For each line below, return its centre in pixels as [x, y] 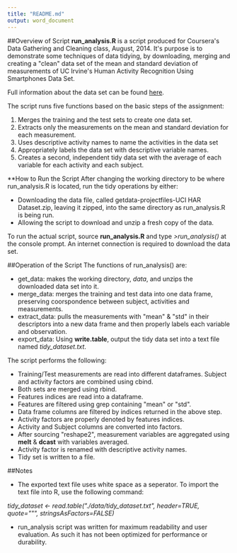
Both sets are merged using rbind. [67, 389]
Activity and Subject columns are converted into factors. [100, 427]
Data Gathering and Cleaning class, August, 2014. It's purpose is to [105, 48]
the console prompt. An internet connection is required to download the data [119, 244]
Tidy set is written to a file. [56, 457]
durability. [32, 542]
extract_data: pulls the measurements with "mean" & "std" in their [113, 316]
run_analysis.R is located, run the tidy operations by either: [93, 186]
